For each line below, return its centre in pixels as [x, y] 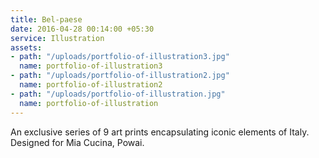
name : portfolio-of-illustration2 [91, 85]
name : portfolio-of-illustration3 [91, 66]
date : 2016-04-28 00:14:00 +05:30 [82, 29]
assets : [26, 47]
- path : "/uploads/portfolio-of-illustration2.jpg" [120, 76]
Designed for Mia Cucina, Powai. [77, 142]
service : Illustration [57, 38]
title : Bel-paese [46, 19]
